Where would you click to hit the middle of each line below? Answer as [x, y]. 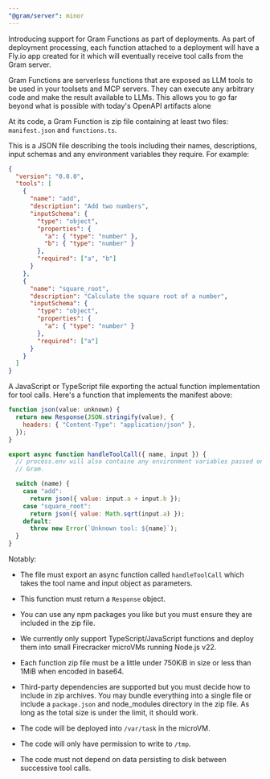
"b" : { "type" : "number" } [89, 244]
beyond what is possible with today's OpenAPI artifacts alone [110, 106]
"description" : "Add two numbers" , [89, 206]
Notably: [22, 559]
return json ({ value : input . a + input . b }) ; [105, 499]
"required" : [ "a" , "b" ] [77, 259]
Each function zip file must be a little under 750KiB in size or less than [135, 663]
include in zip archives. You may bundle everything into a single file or [136, 695]
